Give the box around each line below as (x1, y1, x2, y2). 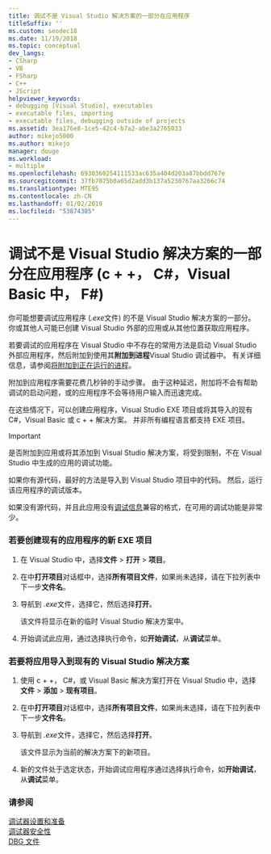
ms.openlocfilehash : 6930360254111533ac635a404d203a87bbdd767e (8, 170, 226, 178)
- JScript (8, 86, 42, 95)
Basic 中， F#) (8, 284, 104, 303)
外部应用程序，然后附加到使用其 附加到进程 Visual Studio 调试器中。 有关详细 (8, 351, 261, 360)
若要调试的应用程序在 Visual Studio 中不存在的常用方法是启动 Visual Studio (8, 340, 257, 350)
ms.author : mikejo (8, 139, 70, 148)
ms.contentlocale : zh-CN (8, 191, 92, 200)
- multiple (8, 162, 45, 170)
